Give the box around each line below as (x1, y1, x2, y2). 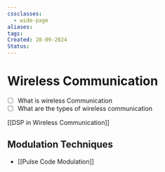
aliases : (7, 23, 33, 30)
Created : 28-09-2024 (7, 37, 68, 44)
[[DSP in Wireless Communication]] (7, 119, 110, 127)
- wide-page (13, 17, 49, 24)
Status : (7, 43, 30, 50)
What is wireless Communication (17, 96, 112, 105)
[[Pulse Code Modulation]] (17, 157, 95, 166)
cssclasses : (7, 10, 42, 18)
